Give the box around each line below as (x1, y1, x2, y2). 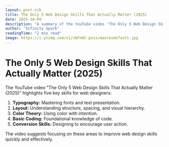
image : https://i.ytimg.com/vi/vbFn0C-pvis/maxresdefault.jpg (5, 36, 138, 41)
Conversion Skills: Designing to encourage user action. (12, 121, 128, 127)
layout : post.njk (5, 7, 42, 13)
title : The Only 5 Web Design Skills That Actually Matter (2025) (5, 12, 147, 17)
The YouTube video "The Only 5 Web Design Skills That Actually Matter (5, 84, 153, 91)
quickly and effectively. (5, 136, 54, 142)
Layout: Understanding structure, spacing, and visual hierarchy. (12, 105, 145, 111)
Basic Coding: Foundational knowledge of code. (12, 115, 113, 121)
